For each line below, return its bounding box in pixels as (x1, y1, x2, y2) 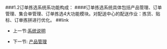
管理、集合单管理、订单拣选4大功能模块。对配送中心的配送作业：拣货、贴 (5, 11, 161, 17)
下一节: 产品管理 (12, 38, 47, 44)
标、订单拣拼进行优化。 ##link (5, 17, 69, 23)
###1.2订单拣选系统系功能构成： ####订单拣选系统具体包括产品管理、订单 (5, 5, 162, 10)
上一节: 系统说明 (12, 28, 46, 34)
